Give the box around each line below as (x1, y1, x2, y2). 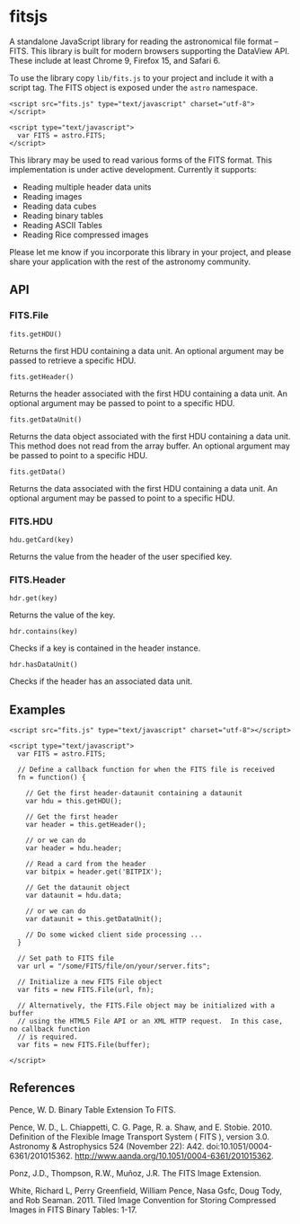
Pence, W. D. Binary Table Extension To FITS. (9, 1104, 177, 1115)
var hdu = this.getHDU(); (25, 797, 123, 806)
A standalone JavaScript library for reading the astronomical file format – (9, 36, 278, 47)
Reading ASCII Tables (22, 219, 103, 230)
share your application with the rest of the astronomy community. (9, 256, 251, 267)
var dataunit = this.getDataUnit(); (25, 915, 163, 924)
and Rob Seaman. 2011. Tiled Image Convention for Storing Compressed (9, 1194, 277, 1205)
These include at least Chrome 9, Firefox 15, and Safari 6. (9, 55, 221, 66)
